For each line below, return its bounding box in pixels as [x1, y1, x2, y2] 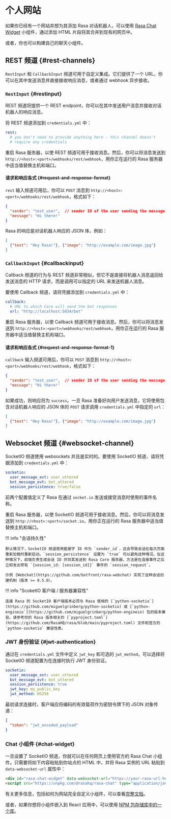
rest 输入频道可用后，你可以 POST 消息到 [5, 187, 90, 193]
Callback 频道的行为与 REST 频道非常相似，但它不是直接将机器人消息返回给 [5, 272, 164, 278]
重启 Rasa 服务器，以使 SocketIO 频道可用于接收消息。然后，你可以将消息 [5, 511, 160, 517]
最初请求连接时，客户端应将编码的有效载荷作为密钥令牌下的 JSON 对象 [5, 701, 154, 708]
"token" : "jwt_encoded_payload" [10, 722, 79, 727]
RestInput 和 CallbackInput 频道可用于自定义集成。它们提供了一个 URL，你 [5, 71, 163, 77]
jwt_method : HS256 [10, 691, 49, 697]
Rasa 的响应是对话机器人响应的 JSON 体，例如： [5, 228, 108, 234]
